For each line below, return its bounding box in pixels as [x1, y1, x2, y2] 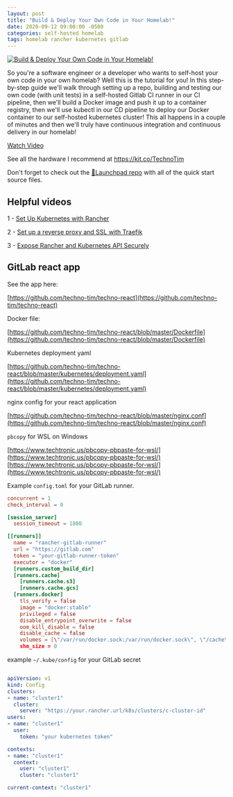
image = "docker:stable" [19, 603, 92, 611]
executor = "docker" [13, 558, 73, 566]
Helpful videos [7, 196, 71, 207]
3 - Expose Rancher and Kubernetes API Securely [7, 241, 149, 249]
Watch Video [7, 141, 44, 150]
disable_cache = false [19, 630, 85, 637]
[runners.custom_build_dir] [13, 565, 95, 572]
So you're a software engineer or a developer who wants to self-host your [7, 69, 218, 77]
